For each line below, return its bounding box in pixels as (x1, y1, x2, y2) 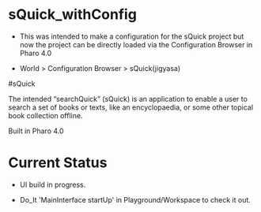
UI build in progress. (19, 180, 86, 189)
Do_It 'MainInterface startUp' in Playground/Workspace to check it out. (19, 195, 252, 204)
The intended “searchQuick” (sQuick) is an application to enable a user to (8, 94, 248, 103)
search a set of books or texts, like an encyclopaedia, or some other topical (8, 102, 254, 112)
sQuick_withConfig (8, 6, 137, 24)
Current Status (8, 154, 108, 172)
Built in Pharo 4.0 (8, 126, 65, 136)
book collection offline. (8, 110, 83, 120)
